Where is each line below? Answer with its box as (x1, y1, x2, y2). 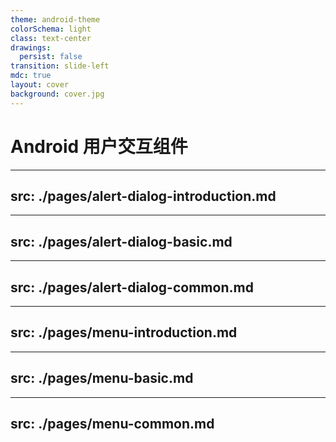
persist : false (19, 52, 83, 62)
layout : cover (10, 80, 70, 90)
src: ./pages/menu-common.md (10, 416, 215, 433)
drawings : (10, 42, 52, 53)
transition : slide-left (10, 61, 110, 71)
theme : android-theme (10, 14, 101, 25)
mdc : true (10, 71, 52, 81)
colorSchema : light (10, 24, 92, 34)
